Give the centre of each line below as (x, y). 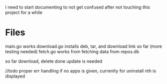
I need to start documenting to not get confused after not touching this (78, 7)
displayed (15, 76)
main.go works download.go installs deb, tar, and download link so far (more (84, 46)
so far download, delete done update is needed (54, 61)
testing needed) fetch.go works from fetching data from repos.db (72, 51)
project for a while (24, 12)
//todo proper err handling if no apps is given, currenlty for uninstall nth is (81, 71)
